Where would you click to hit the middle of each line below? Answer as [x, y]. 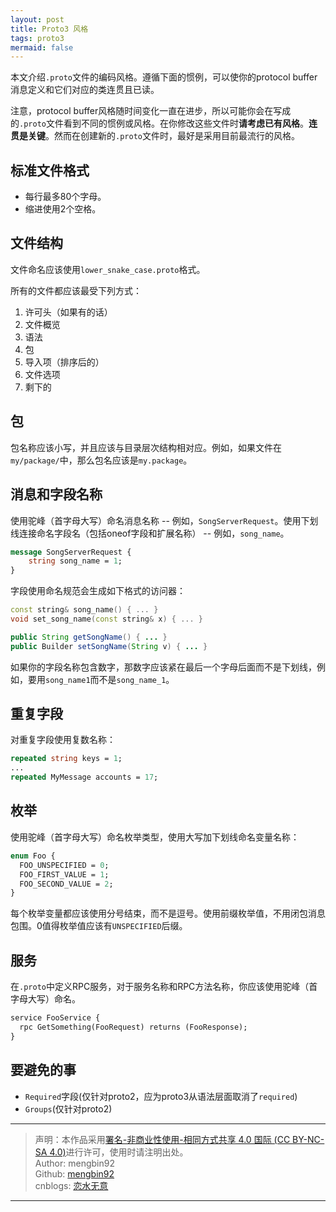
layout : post [37, 19]
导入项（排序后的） [64, 362]
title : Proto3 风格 [49, 29]
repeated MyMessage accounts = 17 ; [84, 777]
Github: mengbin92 [74, 1173]
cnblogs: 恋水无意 [71, 1185]
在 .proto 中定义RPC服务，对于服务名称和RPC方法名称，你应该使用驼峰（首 [164, 987]
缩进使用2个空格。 [63, 209]
